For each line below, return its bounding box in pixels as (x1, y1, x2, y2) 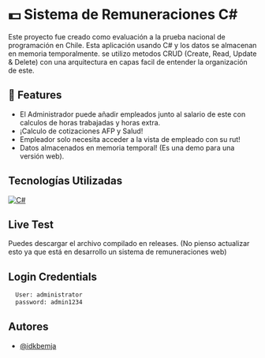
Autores (8, 320, 49, 334)
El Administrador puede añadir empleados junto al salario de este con (19, 109, 246, 119)
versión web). (19, 151, 65, 161)
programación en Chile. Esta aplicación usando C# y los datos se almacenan (8, 40, 257, 50)
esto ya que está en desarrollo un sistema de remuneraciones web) (8, 247, 227, 257)
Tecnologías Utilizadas (8, 174, 123, 188)
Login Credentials (8, 270, 97, 283)
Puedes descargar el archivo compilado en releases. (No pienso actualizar (8, 239, 250, 248)
